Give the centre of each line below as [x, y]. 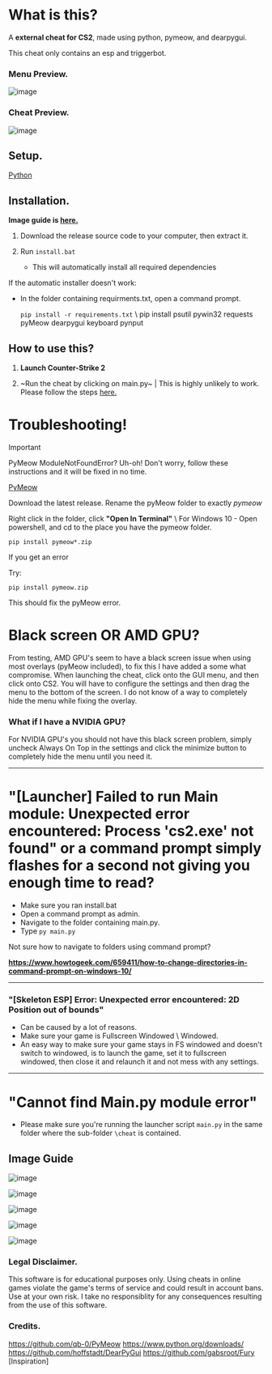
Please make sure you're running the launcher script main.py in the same [141, 1125]
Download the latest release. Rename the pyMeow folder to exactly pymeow [135, 503]
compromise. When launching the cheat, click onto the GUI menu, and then [134, 674]
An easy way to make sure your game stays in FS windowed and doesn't [141, 1044]
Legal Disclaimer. [43, 1262]
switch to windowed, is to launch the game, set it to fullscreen [123, 1053]
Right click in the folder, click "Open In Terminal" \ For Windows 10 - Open [133, 518]
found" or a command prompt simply [135, 849]
